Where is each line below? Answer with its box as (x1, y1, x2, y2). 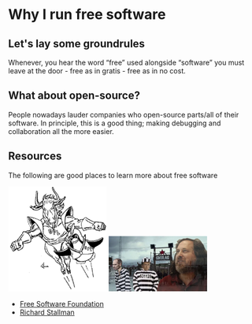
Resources (8, 150, 62, 163)
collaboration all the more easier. (8, 126, 114, 136)
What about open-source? (8, 89, 140, 102)
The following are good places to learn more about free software (8, 170, 218, 180)
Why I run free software (8, 6, 166, 24)
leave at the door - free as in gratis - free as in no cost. (8, 66, 187, 76)
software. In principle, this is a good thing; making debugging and (8, 118, 221, 128)
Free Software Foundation (19, 299, 104, 308)
